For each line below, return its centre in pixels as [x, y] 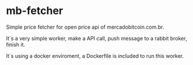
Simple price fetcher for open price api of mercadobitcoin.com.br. [85, 27]
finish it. [15, 45]
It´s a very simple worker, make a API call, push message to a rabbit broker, [96, 38]
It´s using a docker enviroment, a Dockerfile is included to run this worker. [95, 56]
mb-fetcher [35, 11]
